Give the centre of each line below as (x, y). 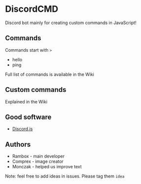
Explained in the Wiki (26, 101)
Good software (28, 117)
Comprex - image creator (38, 161)
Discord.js (22, 129)
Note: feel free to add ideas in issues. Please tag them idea (65, 176)
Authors (18, 144)
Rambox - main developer (38, 156)
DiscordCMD (32, 9)
